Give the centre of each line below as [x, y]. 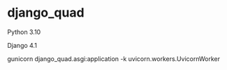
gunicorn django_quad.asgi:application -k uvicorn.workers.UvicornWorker [113, 59]
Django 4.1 [22, 45]
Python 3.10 [24, 32]
